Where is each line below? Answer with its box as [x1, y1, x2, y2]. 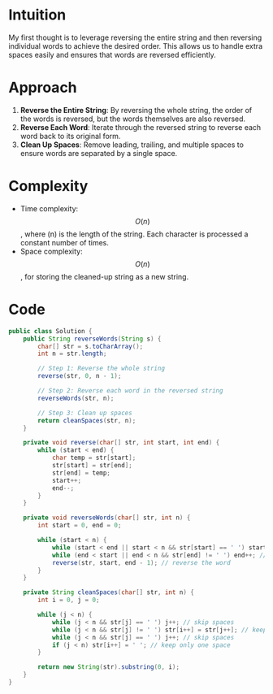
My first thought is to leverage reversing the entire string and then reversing [8, 33, 262, 42]
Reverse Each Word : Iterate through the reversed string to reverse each [19, 122, 262, 132]
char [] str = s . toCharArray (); [37, 342, 144, 350]
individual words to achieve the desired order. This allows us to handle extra [8, 41, 262, 50]
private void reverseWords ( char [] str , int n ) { [23, 514, 191, 522]
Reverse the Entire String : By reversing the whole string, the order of [19, 105, 253, 115]
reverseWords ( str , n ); [37, 394, 115, 402]
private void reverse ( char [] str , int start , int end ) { [23, 439, 220, 447]
